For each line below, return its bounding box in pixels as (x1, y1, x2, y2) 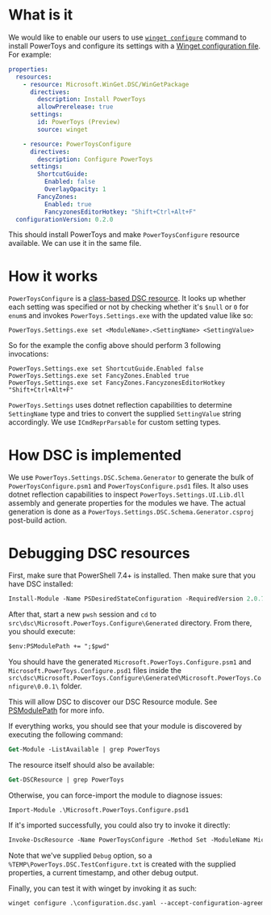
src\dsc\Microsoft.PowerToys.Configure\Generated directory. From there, (8, 618, 252, 628)
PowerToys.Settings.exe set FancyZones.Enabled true (8, 372, 190, 380)
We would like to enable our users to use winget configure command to (8, 32, 248, 42)
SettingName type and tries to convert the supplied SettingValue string (8, 409, 242, 418)
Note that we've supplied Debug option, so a (8, 850, 152, 860)
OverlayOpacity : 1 (44, 185, 106, 193)
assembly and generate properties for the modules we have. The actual (8, 498, 246, 508)
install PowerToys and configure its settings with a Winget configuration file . (8, 40, 261, 50)
